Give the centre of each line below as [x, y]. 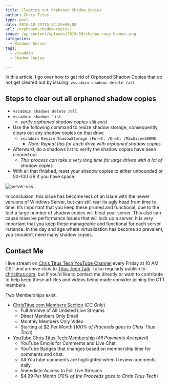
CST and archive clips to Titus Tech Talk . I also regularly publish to [76, 269]
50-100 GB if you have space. [44, 177]
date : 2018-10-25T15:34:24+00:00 [41, 24]
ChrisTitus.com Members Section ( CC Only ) [59, 305]
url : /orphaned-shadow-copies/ [39, 29]
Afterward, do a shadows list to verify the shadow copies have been [84, 149]
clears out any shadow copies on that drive [58, 133]
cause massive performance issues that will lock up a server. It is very [79, 218]
